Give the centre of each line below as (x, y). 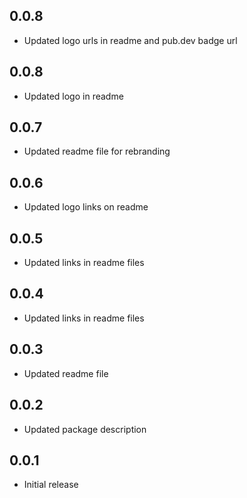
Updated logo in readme (73, 96)
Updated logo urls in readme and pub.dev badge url (130, 40)
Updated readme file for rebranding (97, 151)
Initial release (51, 485)
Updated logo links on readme (86, 207)
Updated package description (85, 429)
